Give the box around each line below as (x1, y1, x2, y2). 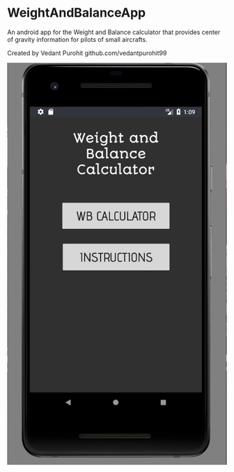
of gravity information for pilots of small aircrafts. (7, 35, 148, 43)
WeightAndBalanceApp (7, 5, 146, 21)
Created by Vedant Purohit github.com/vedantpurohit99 (7, 49, 167, 57)
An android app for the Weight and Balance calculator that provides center (7, 28, 221, 36)
